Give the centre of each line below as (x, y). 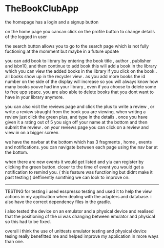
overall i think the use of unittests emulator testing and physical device (76, 231)
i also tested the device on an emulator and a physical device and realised (79, 211)
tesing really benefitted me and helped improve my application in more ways (82, 236)
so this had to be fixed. (28, 221)
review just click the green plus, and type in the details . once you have (76, 117)
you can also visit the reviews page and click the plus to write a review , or (80, 106)
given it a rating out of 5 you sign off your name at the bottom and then (76, 122)
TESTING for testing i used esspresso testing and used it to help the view (79, 191)
